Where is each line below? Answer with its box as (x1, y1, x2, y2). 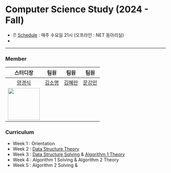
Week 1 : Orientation (12, 140, 55, 146)
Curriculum (5, 129, 34, 136)
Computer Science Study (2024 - (5, 4, 149, 15)
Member (5, 55, 27, 62)
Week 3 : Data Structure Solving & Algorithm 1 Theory (12, 151, 125, 157)
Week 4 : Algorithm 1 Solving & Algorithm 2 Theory (12, 157, 119, 163)
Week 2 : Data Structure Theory (12, 145, 80, 152)
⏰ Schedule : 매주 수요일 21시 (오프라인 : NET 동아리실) (12, 32, 124, 38)
